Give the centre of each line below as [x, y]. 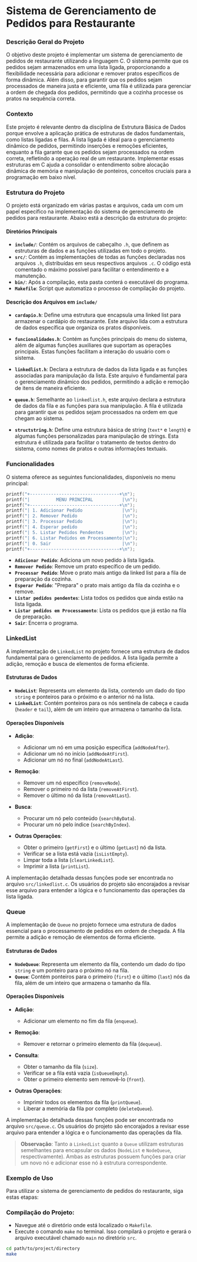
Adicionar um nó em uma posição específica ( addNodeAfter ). [96, 747]
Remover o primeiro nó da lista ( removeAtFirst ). [81, 789]
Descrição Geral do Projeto [45, 42]
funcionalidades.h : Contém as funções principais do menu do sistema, [101, 339]
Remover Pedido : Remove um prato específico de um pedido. [87, 567]
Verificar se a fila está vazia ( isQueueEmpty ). [76, 1073]
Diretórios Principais [32, 231]
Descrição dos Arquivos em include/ [52, 302]
